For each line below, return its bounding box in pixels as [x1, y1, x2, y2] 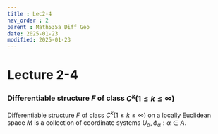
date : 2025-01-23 [7, 30, 59, 37]
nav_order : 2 [7, 17, 49, 24]
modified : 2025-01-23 [7, 37, 71, 44]
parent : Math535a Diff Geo [7, 23, 90, 30]
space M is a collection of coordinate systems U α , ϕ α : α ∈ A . [7, 118, 187, 128]
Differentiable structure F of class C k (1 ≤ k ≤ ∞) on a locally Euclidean [7, 110, 212, 119]
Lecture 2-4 [7, 67, 79, 83]
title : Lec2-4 [7, 10, 52, 18]
